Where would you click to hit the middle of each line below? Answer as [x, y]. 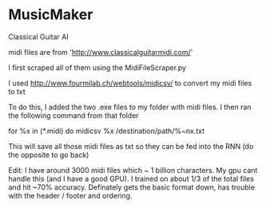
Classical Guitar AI [39, 37]
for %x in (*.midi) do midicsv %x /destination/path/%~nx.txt [107, 131]
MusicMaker [51, 15]
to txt [17, 91]
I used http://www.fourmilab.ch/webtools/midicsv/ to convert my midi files [130, 83]
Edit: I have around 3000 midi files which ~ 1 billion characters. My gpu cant [133, 170]
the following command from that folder [73, 115]
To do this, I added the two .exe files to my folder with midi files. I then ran [130, 107]
